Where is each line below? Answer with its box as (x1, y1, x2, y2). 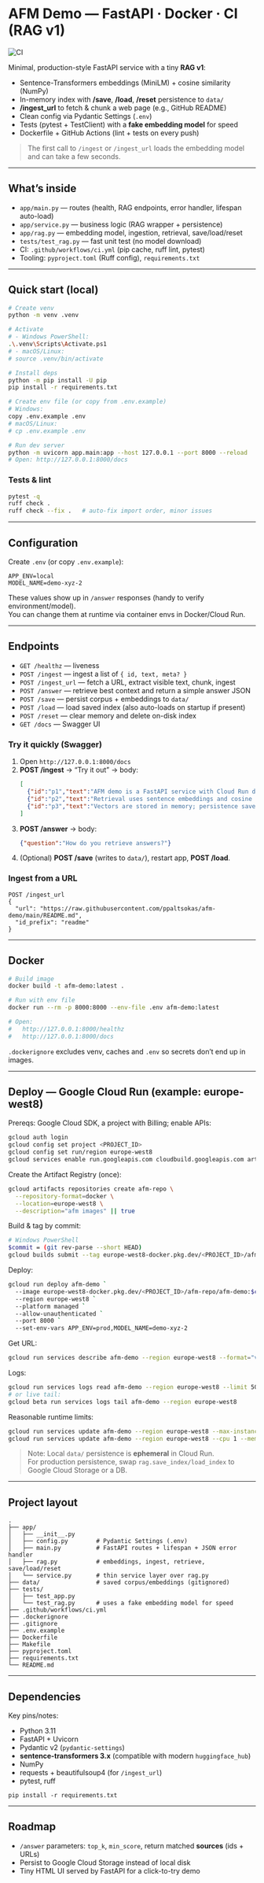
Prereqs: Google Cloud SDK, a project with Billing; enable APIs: (8, 1118, 212, 1128)
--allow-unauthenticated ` (15, 1309, 104, 1318)
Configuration (8, 536, 79, 549)
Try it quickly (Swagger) (8, 739, 102, 750)
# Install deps (8, 369, 58, 377)
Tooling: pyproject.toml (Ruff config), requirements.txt (19, 253, 200, 262)
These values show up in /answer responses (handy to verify (8, 593, 204, 603)
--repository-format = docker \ (15, 1192, 114, 1200)
